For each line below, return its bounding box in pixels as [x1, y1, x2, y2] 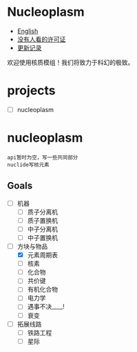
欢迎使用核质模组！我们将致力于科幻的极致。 [7, 58, 134, 66]
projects [7, 83, 56, 98]
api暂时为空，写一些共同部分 [7, 154, 78, 161]
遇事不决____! [27, 302, 65, 311]
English [17, 27, 39, 35]
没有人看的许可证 [17, 35, 66, 43]
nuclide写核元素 [7, 161, 50, 168]
